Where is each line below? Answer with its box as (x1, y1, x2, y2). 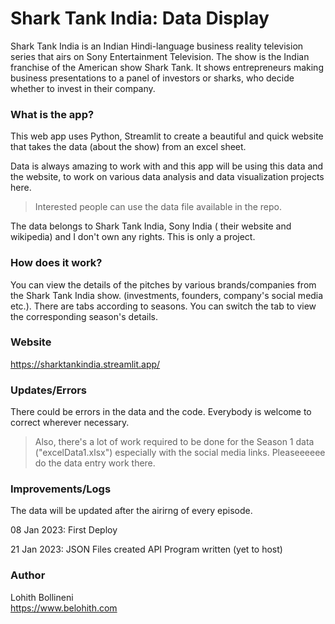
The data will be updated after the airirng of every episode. (10, 505, 253, 517)
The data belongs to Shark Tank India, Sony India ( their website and (10, 220, 292, 232)
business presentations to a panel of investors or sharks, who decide (10, 72, 295, 84)
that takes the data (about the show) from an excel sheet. (10, 141, 247, 153)
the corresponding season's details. (10, 310, 159, 322)
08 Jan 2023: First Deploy (10, 524, 118, 536)
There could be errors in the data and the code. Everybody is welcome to (10, 406, 312, 418)
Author (10, 568, 46, 582)
